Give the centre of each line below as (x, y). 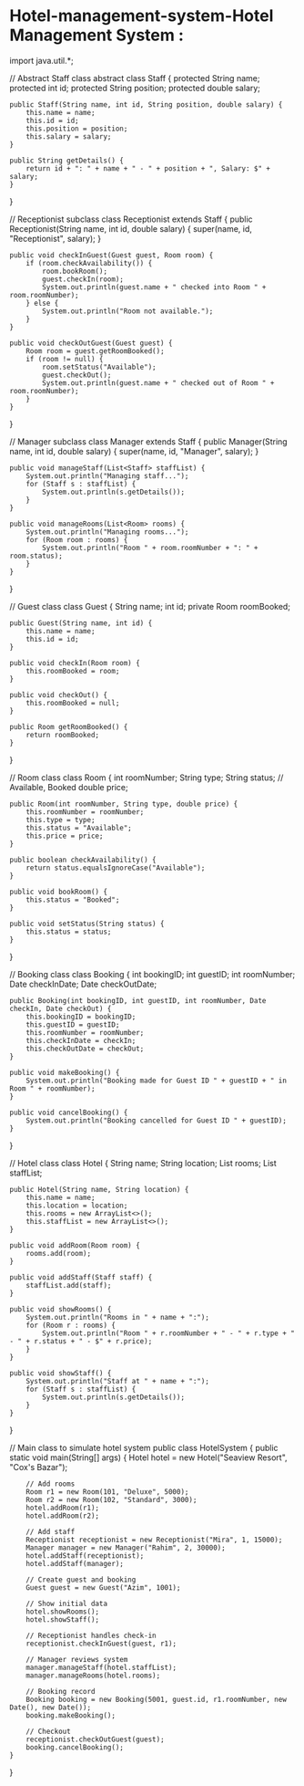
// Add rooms (51, 1484)
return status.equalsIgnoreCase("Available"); (116, 868)
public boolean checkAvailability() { (83, 860)
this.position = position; (77, 129)
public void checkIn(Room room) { (75, 663)
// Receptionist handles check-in (91, 1635)
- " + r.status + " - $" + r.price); (81, 1341)
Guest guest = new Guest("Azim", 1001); (103, 1588)
